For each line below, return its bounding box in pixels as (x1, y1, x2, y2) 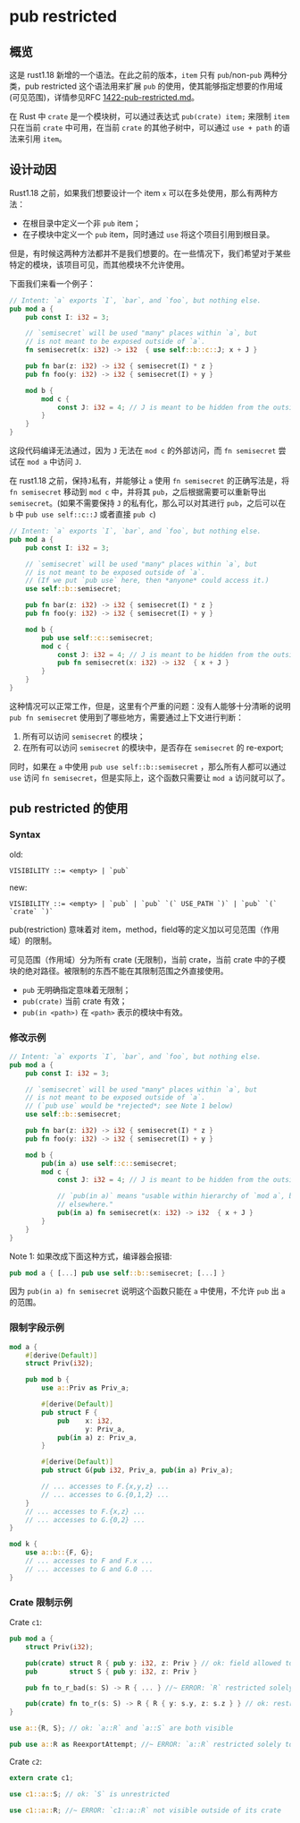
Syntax (9, 828, 41, 841)
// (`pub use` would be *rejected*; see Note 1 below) (25, 1101, 234, 1111)
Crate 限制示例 (9, 1596, 73, 1608)
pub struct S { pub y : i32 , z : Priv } (25, 1667, 198, 1676)
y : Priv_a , (85, 1425, 126, 1434)
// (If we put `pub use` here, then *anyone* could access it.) (25, 576, 270, 586)
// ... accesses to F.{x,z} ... (25, 1507, 146, 1516)
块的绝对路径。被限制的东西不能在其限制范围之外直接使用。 (9, 965, 229, 976)
